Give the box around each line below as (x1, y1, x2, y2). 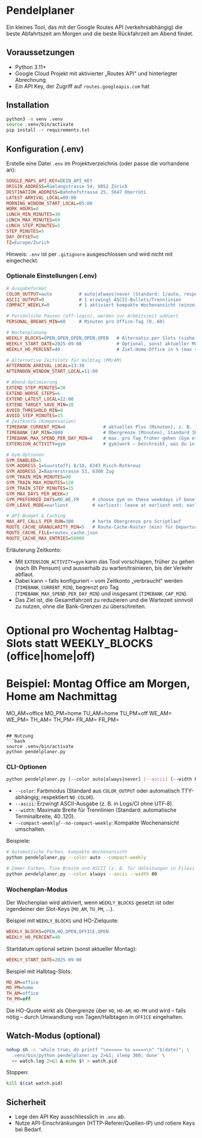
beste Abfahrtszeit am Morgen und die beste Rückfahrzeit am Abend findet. (6, 30, 194, 37)
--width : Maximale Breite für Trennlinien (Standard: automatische (14, 806, 177, 813)
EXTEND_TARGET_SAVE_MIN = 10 (6, 402, 74, 408)
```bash (6, 738, 26, 744)
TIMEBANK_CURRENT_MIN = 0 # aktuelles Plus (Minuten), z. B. (6, 424, 192, 431)
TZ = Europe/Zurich (6, 239, 50, 246)
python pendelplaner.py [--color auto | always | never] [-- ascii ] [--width (6, 776, 192, 783)
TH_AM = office (6, 990, 39, 997)
